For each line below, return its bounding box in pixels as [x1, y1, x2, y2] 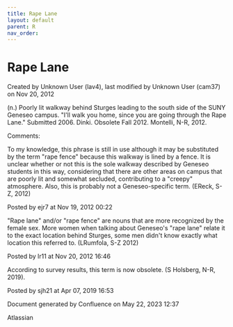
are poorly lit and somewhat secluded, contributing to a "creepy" [7, 175, 193, 183]
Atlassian [7, 314, 33, 322]
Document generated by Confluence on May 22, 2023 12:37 [7, 300, 179, 308]
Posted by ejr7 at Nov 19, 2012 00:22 [7, 203, 113, 212]
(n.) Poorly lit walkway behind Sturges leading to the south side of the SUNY [7, 104, 226, 112]
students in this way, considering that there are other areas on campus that [7, 168, 223, 176]
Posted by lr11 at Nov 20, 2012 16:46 [7, 252, 111, 261]
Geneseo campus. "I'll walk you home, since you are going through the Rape [7, 111, 227, 119]
